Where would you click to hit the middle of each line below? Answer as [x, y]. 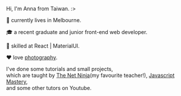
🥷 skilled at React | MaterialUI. [43, 46]
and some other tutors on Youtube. [49, 88]
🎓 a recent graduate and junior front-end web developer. [77, 32]
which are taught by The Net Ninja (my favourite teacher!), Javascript [90, 75]
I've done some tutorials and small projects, [60, 69]
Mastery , [17, 82]
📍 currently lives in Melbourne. [44, 20]
